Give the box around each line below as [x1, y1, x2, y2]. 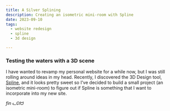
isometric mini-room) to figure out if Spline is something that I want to [6, 85, 152, 91]
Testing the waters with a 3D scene [6, 57, 95, 64]
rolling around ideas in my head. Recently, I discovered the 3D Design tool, [6, 74, 162, 80]
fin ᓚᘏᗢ [6, 100, 24, 106]
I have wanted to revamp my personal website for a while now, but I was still [6, 69, 165, 75]
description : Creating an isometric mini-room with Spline [6, 12, 134, 17]
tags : [6, 21, 17, 27]
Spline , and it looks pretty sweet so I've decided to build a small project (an [6, 79, 163, 86]
